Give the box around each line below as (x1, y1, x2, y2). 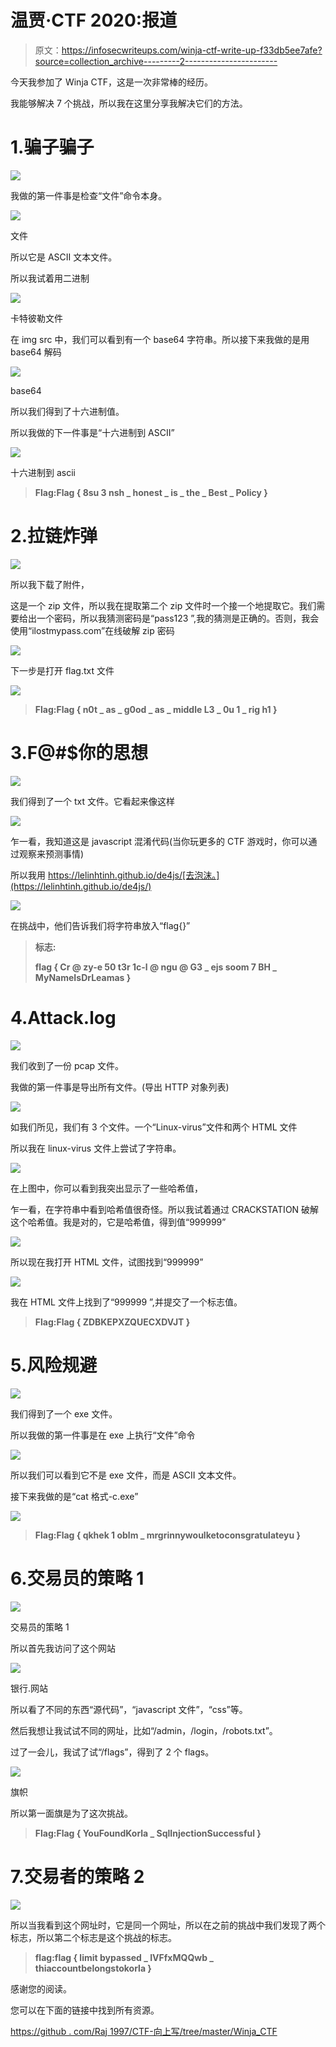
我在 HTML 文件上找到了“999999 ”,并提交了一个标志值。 (10, 1296, 243, 1308)
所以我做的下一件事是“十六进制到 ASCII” (10, 426, 175, 438)
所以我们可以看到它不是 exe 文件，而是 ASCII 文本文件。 (10, 1469, 242, 1481)
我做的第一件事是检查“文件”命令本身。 (10, 189, 168, 201)
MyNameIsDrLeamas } (34, 971, 132, 983)
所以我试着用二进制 (10, 272, 90, 284)
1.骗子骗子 (10, 136, 95, 159)
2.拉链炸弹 (10, 525, 98, 548)
